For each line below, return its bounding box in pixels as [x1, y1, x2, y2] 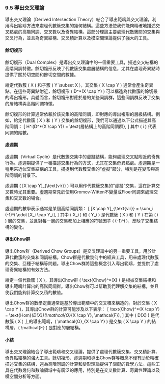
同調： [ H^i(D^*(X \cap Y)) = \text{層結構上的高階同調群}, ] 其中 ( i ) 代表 [9, 123, 157, 129]
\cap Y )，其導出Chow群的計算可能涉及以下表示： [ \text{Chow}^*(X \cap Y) [5, 306, 160, 312]
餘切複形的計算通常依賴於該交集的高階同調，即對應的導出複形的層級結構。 [5, 111, 156, 117]
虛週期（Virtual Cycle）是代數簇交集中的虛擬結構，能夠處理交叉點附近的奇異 [5, 154, 160, 159]
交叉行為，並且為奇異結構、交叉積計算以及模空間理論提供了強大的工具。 [5, 35, 151, 41]
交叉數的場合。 [13, 195, 44, 201]
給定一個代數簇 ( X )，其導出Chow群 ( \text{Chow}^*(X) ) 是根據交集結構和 [5, 277, 156, 283]
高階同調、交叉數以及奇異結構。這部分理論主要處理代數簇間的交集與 [22, 29, 160, 35]
